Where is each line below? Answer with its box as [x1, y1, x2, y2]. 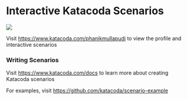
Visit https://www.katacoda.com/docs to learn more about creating [6, 69, 169, 76]
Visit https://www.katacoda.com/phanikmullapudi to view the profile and [6, 34, 182, 42]
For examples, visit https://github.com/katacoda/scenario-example [6, 87, 168, 94]
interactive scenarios [6, 41, 57, 48]
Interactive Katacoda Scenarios [6, 4, 164, 18]
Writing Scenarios [6, 56, 59, 64]
